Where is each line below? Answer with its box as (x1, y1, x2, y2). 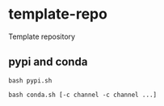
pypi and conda (8, 55, 88, 69)
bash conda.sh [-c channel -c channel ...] (8, 91, 158, 99)
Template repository (8, 32, 75, 41)
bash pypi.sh (8, 76, 53, 85)
